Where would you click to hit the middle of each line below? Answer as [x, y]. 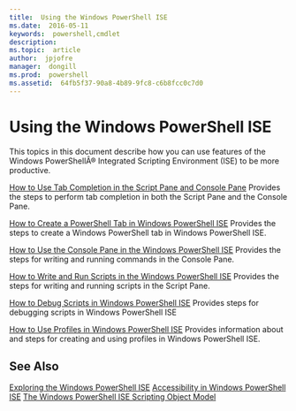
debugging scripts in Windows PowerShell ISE [93, 312]
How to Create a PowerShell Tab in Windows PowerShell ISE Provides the [143, 223]
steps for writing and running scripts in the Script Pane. [110, 285]
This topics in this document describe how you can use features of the [138, 151]
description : [33, 42]
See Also [34, 366]
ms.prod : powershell [49, 75]
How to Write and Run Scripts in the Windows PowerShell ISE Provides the [144, 276]
